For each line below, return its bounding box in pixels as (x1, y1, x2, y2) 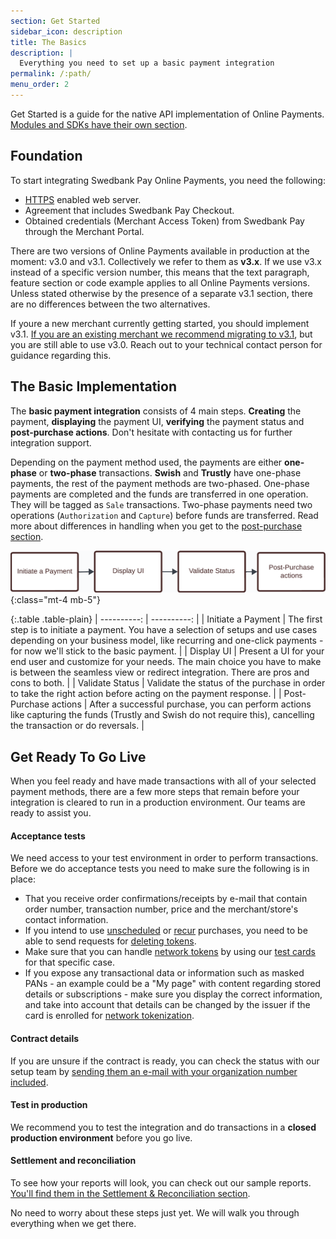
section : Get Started (10, 16, 101, 26)
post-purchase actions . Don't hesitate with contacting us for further (10, 426, 293, 438)
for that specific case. (24, 956, 116, 969)
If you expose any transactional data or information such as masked (24, 967, 305, 979)
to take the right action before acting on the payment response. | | (10, 688, 282, 700)
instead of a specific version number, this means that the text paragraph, (10, 266, 310, 278)
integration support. (10, 436, 92, 449)
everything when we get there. (10, 1218, 137, 1230)
